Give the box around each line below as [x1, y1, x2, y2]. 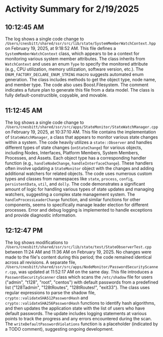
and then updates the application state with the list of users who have [5, 305, 145, 311]
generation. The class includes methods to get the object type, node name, [5, 77, 156, 82]
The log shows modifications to [5, 239, 68, 245]
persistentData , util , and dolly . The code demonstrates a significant [5, 181, 145, 187]
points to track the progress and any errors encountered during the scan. [5, 315, 152, 321]
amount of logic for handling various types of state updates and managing [5, 186, 154, 192]
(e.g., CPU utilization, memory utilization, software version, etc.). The [5, 66, 144, 72]
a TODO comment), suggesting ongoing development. [5, 326, 114, 332]
